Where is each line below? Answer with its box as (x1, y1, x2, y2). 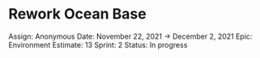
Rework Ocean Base (8, 5, 147, 23)
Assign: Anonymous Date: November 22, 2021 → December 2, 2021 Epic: (8, 31, 253, 41)
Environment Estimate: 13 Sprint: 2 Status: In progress (8, 39, 188, 49)
